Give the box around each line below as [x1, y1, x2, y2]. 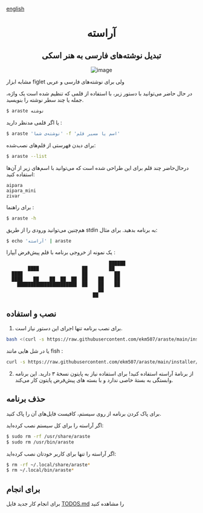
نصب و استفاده [6, 309, 56, 319]
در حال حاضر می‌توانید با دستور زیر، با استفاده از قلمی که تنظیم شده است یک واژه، [6, 90, 192, 97]
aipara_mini [6, 188, 36, 194]
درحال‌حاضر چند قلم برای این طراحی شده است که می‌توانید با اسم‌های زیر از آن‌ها [6, 164, 189, 171]
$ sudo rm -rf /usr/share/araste [6, 433, 91, 439]
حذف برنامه [6, 394, 45, 404]
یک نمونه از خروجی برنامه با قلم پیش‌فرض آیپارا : [6, 249, 116, 256]
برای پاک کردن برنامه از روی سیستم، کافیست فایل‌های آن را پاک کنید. [6, 410, 161, 417]
